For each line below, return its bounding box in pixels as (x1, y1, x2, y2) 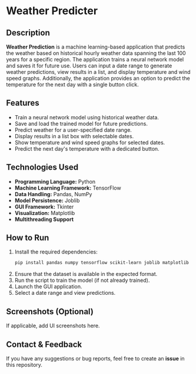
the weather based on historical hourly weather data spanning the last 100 (6, 50, 187, 57)
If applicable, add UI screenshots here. (6, 322, 100, 329)
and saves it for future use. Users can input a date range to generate (6, 62, 172, 69)
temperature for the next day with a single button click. (6, 81, 139, 88)
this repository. (6, 361, 43, 368)
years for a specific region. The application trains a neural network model (6, 56, 184, 63)
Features (6, 98, 39, 108)
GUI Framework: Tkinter (14, 203, 74, 210)
